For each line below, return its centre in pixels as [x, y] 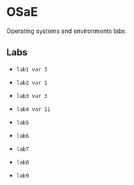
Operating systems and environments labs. [67, 31]
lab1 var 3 [32, 69]
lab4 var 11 [33, 109]
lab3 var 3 [32, 96]
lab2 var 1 [32, 83]
